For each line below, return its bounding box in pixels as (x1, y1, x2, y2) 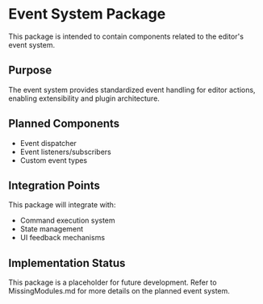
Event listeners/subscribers (19, 147, 111, 156)
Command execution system (19, 215, 115, 226)
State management (19, 224, 84, 234)
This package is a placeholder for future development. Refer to (8, 277, 217, 287)
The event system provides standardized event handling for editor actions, (8, 85, 256, 94)
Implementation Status (8, 256, 126, 270)
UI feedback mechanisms (19, 233, 106, 243)
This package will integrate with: (8, 200, 116, 210)
